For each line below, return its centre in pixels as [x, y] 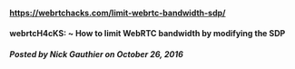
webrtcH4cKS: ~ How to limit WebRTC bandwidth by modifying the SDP [147, 34]
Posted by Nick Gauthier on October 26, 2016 [97, 54]
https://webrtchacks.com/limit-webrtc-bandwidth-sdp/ [118, 13]
